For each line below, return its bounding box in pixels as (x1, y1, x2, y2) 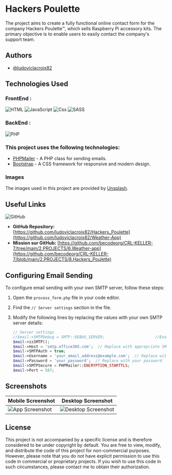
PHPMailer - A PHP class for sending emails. (12, 156, 107, 162)
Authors (5, 51, 32, 60)
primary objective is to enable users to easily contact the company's (5, 31, 149, 37)
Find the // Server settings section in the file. (12, 304, 112, 310)
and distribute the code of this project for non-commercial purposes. (5, 447, 150, 454)
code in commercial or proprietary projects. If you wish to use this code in (5, 459, 161, 465)
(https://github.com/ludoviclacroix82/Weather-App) (12, 234, 122, 241)
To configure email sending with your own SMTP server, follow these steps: (5, 285, 165, 291)
